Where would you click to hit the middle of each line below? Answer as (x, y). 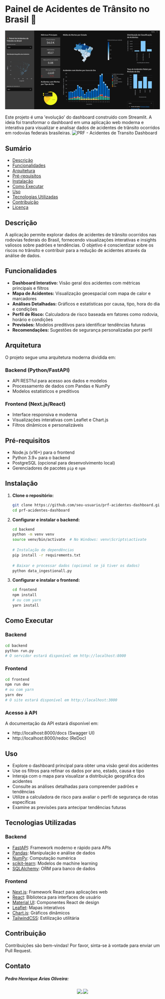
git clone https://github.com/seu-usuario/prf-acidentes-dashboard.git (87, 505)
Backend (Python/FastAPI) (38, 370)
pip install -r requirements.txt (46, 555)
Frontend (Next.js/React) (35, 404)
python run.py (20, 651)
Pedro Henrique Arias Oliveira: (37, 978)
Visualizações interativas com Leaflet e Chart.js (60, 420)
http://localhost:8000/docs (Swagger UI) (53, 733)
